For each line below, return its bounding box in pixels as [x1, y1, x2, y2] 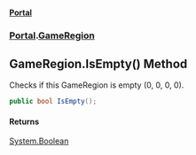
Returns [9, 116, 40, 127]
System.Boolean [9, 136, 69, 146]
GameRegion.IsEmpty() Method [9, 56, 188, 71]
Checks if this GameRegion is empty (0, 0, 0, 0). [9, 80, 184, 90]
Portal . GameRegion [9, 29, 95, 42]
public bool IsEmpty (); [9, 97, 98, 106]
